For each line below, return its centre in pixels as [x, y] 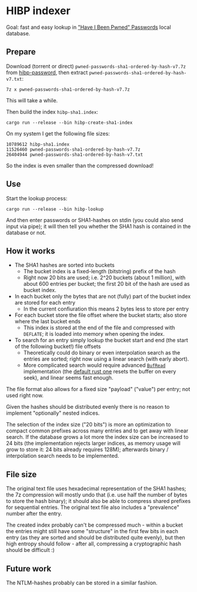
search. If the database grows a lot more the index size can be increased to [97, 437]
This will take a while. [32, 100]
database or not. [26, 232]
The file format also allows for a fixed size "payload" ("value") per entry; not [98, 389]
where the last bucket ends [48, 322]
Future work [29, 569]
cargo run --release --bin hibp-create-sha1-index [69, 123]
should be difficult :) [30, 550]
